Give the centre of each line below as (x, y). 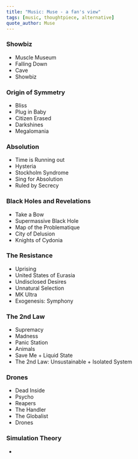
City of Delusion (35, 234)
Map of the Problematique (47, 227)
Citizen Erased (33, 118)
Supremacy (29, 330)
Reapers (25, 403)
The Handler (30, 410)
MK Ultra (26, 294)
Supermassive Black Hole (47, 220)
